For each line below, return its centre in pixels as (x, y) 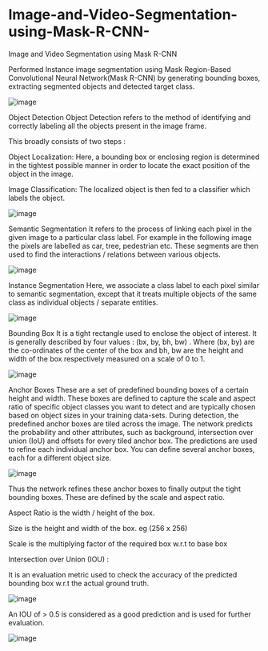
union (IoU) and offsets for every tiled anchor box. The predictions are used (133, 441)
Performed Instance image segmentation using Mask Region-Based (120, 69)
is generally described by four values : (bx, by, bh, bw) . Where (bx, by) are (132, 341)
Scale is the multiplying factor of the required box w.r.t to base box (118, 543)
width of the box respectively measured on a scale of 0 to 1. (107, 358)
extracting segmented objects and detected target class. (102, 86)
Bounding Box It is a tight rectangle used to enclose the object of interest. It (133, 333)
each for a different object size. (60, 457)
